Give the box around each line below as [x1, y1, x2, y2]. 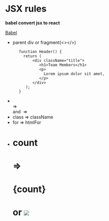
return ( [23, 54, 42, 59]
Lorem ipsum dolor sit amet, [43, 71, 105, 76]
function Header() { [18, 49, 62, 54]
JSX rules [5, 3, 47, 15]
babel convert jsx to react [5, 20, 60, 26]
